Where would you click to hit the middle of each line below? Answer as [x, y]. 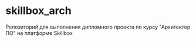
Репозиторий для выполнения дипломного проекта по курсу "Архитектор [98, 27]
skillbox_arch [38, 11]
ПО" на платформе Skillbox [39, 33]
